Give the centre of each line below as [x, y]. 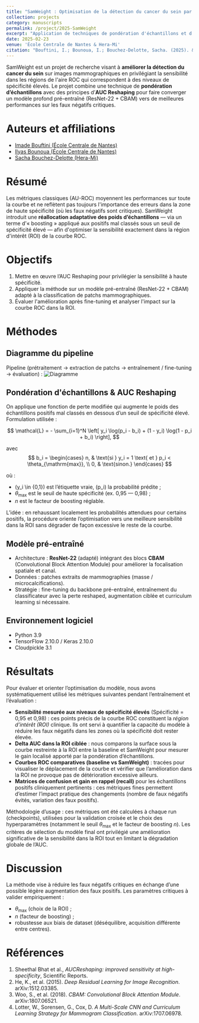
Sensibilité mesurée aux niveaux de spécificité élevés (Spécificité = [99, 712]
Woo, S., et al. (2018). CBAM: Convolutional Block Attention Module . [97, 995]
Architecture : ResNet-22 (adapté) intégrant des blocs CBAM [89, 558]
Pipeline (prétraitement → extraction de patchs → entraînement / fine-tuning [99, 367]
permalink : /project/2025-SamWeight [51, 28]
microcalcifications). [40, 583]
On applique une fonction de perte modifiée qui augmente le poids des [92, 407]
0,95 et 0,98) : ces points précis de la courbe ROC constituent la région [102, 718]
